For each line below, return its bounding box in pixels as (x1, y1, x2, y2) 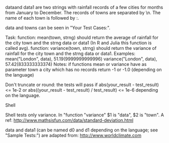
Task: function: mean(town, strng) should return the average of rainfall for (5, 35, 159, 40)
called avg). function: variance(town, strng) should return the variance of (5, 45, 157, 51)
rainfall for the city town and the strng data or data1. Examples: (5, 50, 136, 56)
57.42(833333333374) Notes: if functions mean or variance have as (5, 61, 147, 67)
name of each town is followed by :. (5, 15, 79, 21)
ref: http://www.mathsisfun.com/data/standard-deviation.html (5, 117, 134, 123)
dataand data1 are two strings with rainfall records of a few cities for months (5, 5, 163, 10)
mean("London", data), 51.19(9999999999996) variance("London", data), (5, 56, 157, 62)
